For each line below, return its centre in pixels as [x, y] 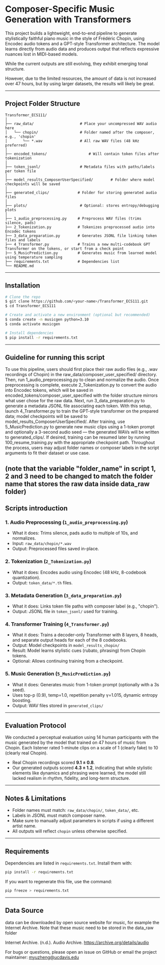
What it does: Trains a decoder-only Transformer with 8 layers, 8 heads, [85, 635]
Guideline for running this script [55, 357]
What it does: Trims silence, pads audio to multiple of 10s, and [75, 533]
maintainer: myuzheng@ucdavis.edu [42, 957]
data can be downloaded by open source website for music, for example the [82, 922]
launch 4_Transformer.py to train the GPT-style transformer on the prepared [82, 411]
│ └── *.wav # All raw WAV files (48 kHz [72, 141]
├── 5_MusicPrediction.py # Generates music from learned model [81, 253]
